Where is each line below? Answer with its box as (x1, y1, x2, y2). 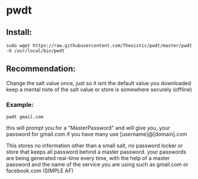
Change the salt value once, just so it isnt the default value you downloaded (6, 79, 191, 86)
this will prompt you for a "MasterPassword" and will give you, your (6, 125, 171, 132)
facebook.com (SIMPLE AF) (6, 167, 74, 174)
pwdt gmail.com (6, 114, 44, 120)
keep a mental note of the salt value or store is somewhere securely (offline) (6, 86, 193, 93)
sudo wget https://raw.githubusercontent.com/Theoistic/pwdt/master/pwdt (6, 43, 193, 48)
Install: (6, 27, 33, 37)
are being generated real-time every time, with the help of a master (6, 155, 170, 162)
